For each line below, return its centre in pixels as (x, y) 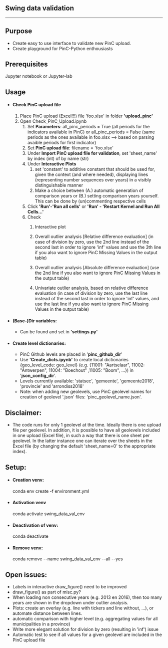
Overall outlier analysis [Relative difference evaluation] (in (94, 237)
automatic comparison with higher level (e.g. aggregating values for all (85, 619)
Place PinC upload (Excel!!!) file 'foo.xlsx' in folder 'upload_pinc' (86, 116)
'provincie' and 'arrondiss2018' (52, 386)
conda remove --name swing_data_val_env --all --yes (68, 559)
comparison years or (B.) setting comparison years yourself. (97, 196)
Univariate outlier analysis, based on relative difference (91, 288)
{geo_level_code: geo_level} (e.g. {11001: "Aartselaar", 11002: (82, 365)
